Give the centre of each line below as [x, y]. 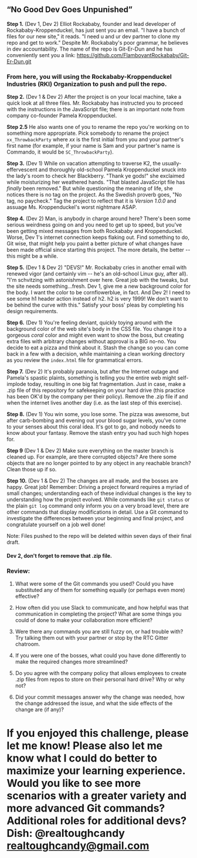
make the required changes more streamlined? [72, 662]
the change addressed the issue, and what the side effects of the [94, 703]
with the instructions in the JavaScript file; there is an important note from [96, 109]
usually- [171, 164]
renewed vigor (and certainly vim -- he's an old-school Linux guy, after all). [97, 274]
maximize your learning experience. [96, 771]
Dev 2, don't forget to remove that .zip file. [60, 556]
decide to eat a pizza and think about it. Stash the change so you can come [98, 348]
